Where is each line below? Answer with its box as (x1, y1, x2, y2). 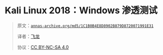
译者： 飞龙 (17, 33, 40, 39)
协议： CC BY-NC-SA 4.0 (17, 44, 69, 50)
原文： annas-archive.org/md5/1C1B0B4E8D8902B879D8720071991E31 (17, 22, 154, 29)
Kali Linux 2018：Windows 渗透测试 (5, 5, 158, 16)
